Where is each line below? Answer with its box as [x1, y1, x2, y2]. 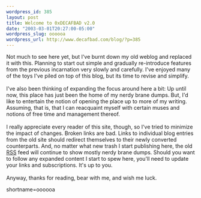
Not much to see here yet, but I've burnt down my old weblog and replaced [6, 53, 192, 60]
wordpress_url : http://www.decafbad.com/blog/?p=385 [6, 37, 141, 43]
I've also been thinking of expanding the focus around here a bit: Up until [6, 85, 187, 92]
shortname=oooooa [6, 186, 55, 193]
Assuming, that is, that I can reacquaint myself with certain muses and [6, 104, 180, 111]
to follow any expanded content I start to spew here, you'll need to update [6, 155, 189, 162]
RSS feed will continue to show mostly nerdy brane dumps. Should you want [6, 149, 195, 156]
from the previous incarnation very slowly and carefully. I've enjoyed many [6, 66, 191, 73]
